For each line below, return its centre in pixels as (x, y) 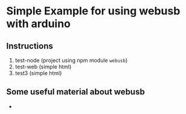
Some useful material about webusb (75, 92)
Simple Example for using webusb (93, 11)
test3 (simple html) (38, 73)
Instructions (30, 46)
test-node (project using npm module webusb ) (71, 60)
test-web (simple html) (43, 67)
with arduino (39, 24)
